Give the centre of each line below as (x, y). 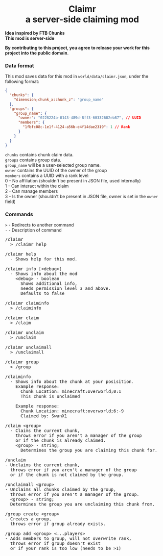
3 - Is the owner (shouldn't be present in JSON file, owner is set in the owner (81, 196)
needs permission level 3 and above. (66, 288)
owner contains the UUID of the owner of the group (56, 170)
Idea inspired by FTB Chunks (35, 33)
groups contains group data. (33, 160)
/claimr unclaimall (28, 347)
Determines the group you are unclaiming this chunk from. (82, 504)
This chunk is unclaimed (50, 396)
